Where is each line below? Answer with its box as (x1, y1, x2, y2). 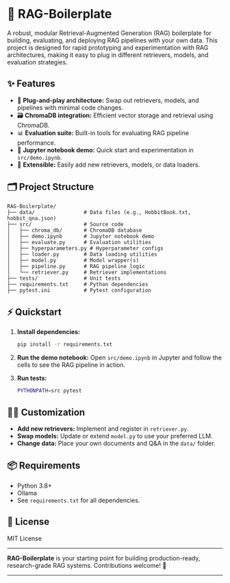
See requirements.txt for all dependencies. (16, 496, 140, 504)
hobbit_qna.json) (7, 215, 57, 222)
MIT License (7, 534, 42, 543)
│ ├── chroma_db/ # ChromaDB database (7, 226, 142, 234)
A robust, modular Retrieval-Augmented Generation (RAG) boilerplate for (7, 29, 212, 37)
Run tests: (16, 374, 47, 383)
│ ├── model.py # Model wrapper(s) (7, 257, 139, 263)
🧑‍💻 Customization (7, 406, 86, 418)
